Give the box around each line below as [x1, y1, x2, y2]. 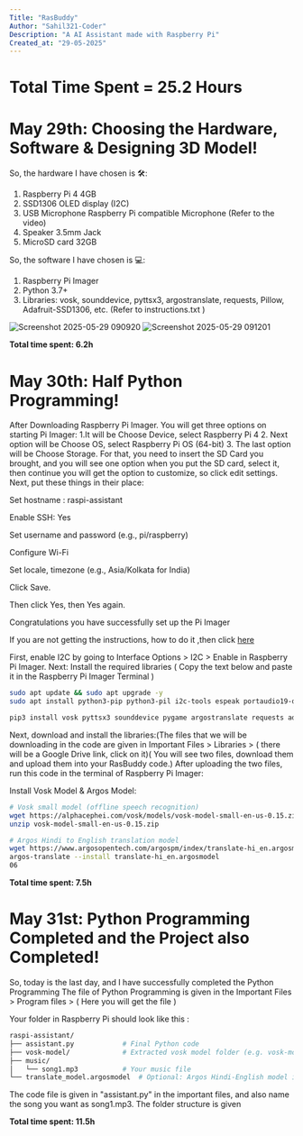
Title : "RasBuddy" [9, 13, 78, 23]
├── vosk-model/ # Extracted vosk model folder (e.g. [9, 1048, 264, 1057]
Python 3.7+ [22, 285, 69, 296]
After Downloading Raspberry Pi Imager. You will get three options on [9, 420, 267, 431]
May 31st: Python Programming [9, 909, 251, 930]
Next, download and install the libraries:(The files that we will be [9, 729, 248, 740]
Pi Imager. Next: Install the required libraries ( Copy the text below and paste [9, 662, 293, 673]
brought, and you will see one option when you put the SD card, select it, [9, 458, 280, 469]
